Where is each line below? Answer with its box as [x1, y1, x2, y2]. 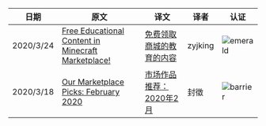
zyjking [187, 40, 215, 50]
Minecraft [62, 45, 98, 56]
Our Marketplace [62, 76, 124, 87]
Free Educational [62, 25, 125, 36]
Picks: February [62, 87, 120, 97]
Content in [62, 35, 101, 46]
